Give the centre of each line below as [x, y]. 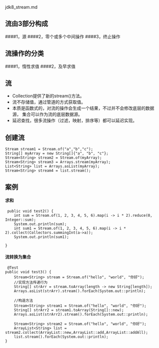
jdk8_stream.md [21, 7]
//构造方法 [24, 301]
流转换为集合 [18, 257]
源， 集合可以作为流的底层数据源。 [47, 115]
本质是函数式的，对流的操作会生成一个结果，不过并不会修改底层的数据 [83, 108]
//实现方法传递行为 [31, 283]
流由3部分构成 [26, 24]
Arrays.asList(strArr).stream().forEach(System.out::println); [80, 291]
